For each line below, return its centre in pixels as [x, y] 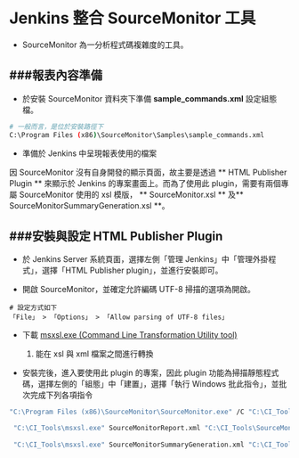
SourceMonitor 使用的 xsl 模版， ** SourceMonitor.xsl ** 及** [131, 194]
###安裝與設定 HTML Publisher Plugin [116, 236]
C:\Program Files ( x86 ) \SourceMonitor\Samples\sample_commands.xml [137, 135]
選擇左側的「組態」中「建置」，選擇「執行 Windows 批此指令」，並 [158, 384]
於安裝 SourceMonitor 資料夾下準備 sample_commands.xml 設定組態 [149, 98]
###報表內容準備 [56, 75]
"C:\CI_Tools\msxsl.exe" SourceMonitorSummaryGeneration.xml [129, 445]
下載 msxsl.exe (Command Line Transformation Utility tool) [129, 335]
